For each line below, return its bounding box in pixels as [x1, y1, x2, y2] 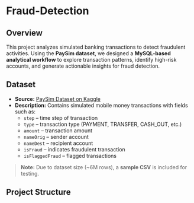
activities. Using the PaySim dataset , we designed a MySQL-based [6, 50, 172, 57]
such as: [14, 108, 35, 115]
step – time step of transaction [23, 114, 98, 121]
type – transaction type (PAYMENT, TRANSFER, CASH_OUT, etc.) [23, 120, 182, 128]
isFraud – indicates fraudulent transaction [23, 145, 125, 153]
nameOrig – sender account [23, 133, 89, 140]
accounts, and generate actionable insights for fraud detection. [6, 62, 160, 69]
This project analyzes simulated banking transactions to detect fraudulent [6, 43, 186, 50]
